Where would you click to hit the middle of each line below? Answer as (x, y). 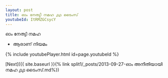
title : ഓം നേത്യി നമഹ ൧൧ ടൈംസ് (42, 15)
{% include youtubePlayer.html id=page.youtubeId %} (62, 55)
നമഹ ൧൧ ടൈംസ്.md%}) (32, 70)
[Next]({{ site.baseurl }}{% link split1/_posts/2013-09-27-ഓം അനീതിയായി (84, 64)
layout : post (19, 10)
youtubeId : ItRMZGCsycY (31, 19)
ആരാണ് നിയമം (30, 44)
